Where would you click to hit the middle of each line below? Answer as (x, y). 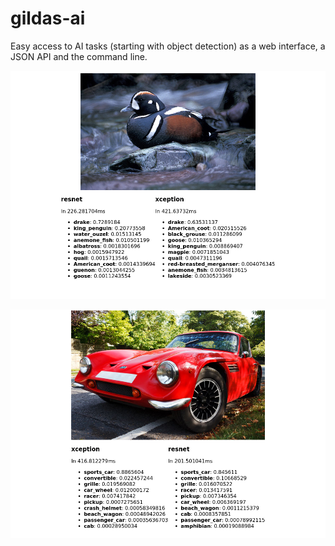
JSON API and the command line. (79, 56)
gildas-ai (48, 18)
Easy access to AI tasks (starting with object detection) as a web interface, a (168, 46)
